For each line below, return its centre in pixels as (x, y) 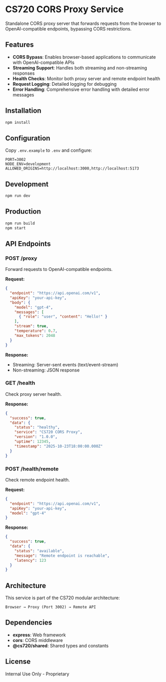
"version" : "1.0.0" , (36, 437)
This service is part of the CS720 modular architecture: (63, 598)
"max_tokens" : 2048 (35, 335)
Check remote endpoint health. (37, 480)
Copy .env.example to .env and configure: (49, 150)
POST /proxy (21, 258)
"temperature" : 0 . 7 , (36, 331)
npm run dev (18, 196)
